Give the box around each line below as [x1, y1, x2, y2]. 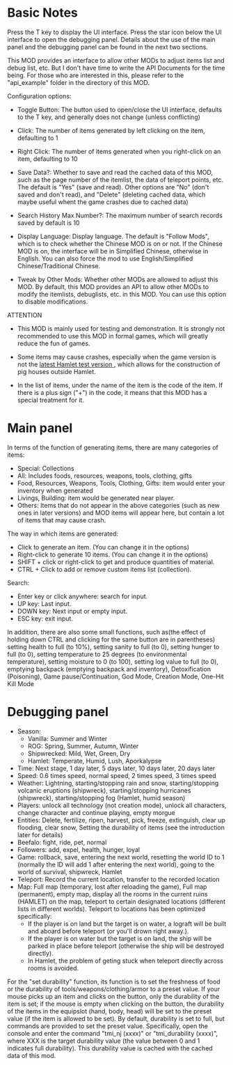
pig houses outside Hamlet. [17, 367, 96, 375]
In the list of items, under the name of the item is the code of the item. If [17, 381, 223, 389]
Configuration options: [7, 92, 72, 100]
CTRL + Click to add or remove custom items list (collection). [17, 565, 192, 573]
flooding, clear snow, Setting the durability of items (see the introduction [17, 823, 225, 832]
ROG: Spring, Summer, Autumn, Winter [27, 742, 139, 750]
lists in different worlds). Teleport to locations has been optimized [17, 904, 205, 913]
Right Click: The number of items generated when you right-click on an [17, 147, 221, 155]
